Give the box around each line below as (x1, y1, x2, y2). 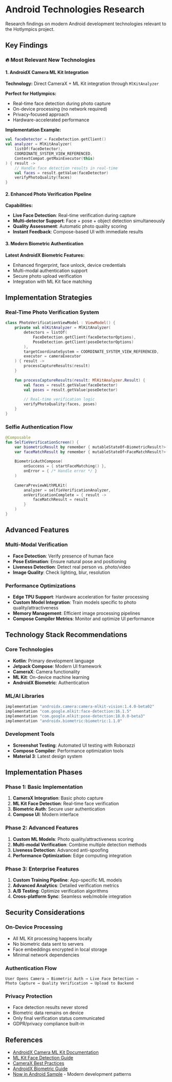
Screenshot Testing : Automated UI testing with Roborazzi (12, 742, 136, 748)
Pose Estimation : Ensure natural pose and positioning (12, 558, 126, 564)
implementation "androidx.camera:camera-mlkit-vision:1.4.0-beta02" (5, 704, 155, 709)
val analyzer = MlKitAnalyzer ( (5, 141, 72, 147)
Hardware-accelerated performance (12, 117, 90, 123)
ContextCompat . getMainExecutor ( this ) (14, 156, 95, 161)
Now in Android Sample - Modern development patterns (12, 1071, 132, 1077)
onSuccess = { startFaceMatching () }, (24, 464, 106, 469)
